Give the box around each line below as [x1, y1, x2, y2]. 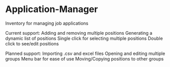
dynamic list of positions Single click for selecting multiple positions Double [5, 35, 163, 41]
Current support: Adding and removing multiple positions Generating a [5, 30, 153, 36]
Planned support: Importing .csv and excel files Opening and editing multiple [5, 50, 165, 56]
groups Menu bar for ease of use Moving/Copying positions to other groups [5, 55, 164, 61]
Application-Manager [5, 4, 98, 15]
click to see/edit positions [5, 40, 59, 46]
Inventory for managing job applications [5, 20, 89, 26]
